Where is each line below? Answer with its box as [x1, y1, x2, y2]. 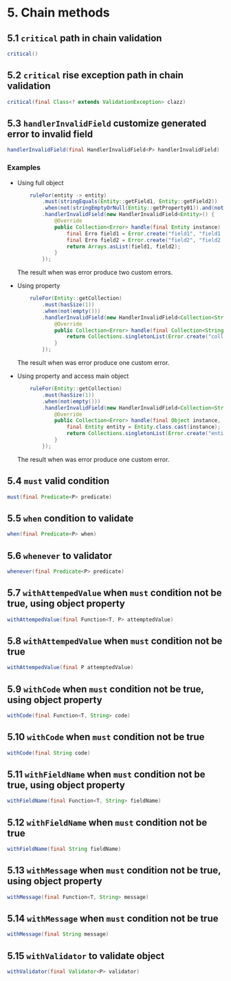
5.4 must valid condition [7, 475, 110, 487]
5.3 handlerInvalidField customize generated [7, 117, 207, 129]
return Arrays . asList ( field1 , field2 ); [66, 243, 181, 250]
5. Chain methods [7, 5, 110, 21]
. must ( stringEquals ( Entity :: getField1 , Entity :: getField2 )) [42, 198, 218, 205]
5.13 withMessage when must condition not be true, [7, 865, 221, 876]
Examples [7, 163, 41, 173]
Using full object [16, 178, 64, 187]
